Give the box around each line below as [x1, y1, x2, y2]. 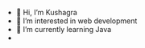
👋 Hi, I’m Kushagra [15, 8, 78, 17]
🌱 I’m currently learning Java [15, 25, 112, 34]
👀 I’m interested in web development [15, 16, 138, 26]
